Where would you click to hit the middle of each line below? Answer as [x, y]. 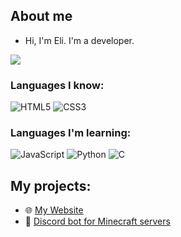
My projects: [51, 185]
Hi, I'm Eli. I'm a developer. [79, 40]
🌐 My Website [54, 210]
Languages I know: [57, 85]
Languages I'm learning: [71, 133]
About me [41, 16]
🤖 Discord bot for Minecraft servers [97, 221]
